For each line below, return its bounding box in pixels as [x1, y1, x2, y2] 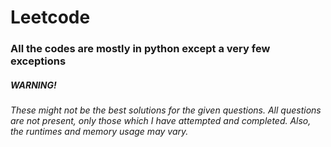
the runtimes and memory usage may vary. [10, 126, 189, 138]
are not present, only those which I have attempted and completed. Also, [10, 115, 312, 127]
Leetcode [10, 6, 91, 29]
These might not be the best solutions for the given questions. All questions [10, 104, 322, 116]
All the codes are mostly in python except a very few [10, 42, 271, 56]
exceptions [10, 54, 67, 68]
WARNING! [10, 79, 57, 91]
